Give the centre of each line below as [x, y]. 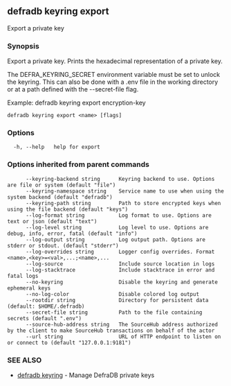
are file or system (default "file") [62, 185]
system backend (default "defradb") [60, 197]
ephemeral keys [29, 288]
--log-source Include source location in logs [120, 264]
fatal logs [23, 276]
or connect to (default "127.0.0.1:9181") [69, 342]
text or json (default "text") [52, 221]
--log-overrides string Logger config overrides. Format [120, 252]
